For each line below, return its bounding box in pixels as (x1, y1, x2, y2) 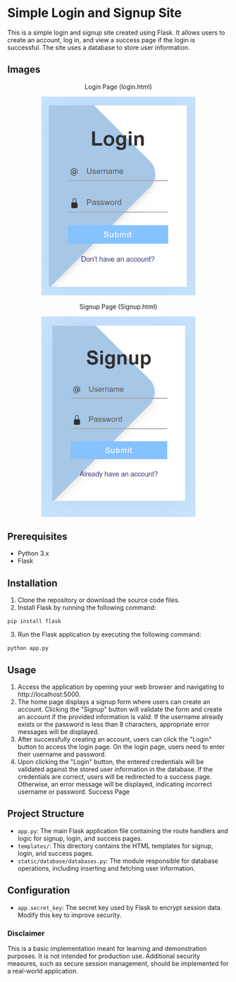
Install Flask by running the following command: (17, 603, 156, 612)
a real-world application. (7, 966, 79, 975)
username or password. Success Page (17, 787, 130, 796)
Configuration (7, 885, 70, 897)
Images (7, 63, 41, 75)
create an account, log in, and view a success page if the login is (7, 35, 196, 44)
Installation (7, 577, 58, 589)
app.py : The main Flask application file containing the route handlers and (17, 826, 228, 835)
